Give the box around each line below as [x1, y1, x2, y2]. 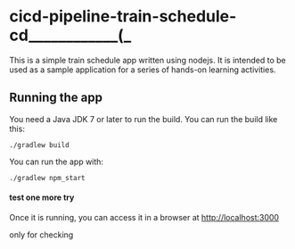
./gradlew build [9, 140, 70, 149]
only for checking [9, 229, 74, 240]
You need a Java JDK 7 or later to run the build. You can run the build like [9, 113, 278, 124]
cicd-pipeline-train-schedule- [9, 6, 237, 27]
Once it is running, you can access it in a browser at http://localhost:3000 [9, 212, 279, 222]
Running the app [9, 90, 102, 105]
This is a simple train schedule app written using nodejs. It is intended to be [9, 54, 287, 65]
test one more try [9, 192, 75, 203]
